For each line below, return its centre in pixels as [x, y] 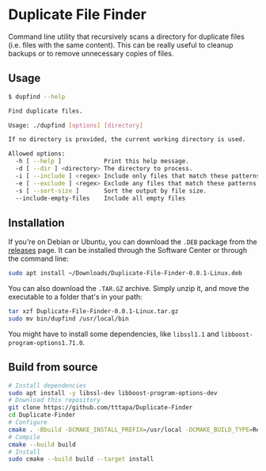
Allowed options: [37, 154]
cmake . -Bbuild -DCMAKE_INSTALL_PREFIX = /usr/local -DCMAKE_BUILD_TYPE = [131, 430]
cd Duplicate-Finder [42, 415]
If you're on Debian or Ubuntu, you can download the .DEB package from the [133, 242]
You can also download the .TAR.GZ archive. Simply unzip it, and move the [129, 289]
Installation [36, 222]
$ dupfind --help [37, 97]
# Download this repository [55, 400]
